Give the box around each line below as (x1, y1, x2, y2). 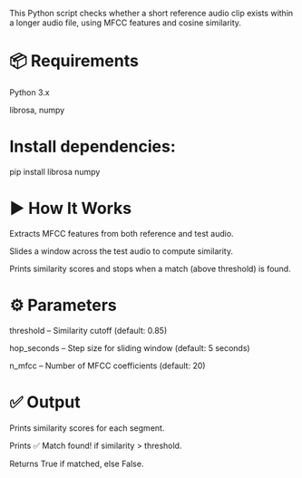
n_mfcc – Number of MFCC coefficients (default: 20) (9, 360, 206, 371)
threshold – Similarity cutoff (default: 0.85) (9, 325, 168, 336)
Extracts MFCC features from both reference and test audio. (9, 228, 234, 239)
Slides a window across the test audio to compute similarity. (9, 245, 234, 257)
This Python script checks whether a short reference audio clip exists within (9, 8, 294, 18)
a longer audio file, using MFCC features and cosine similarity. (9, 17, 242, 28)
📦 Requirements (9, 51, 139, 72)
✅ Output (9, 392, 81, 412)
